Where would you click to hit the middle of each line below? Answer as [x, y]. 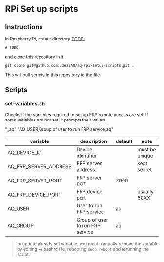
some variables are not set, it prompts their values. [56, 120]
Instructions [24, 27]
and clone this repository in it [34, 57]
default [124, 141]
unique [145, 156]
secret [145, 169]
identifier [87, 156]
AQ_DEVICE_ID [25, 152]
